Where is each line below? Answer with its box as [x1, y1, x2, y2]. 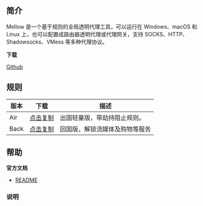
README [15, 176, 38, 184]
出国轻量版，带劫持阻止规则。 [59, 113, 145, 122]
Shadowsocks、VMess [6, 38, 64, 45]
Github [6, 63, 23, 70]
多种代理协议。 [70, 38, 108, 45]
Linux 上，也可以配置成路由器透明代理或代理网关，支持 [6, 30, 144, 38]
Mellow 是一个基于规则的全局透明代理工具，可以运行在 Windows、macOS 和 [6, 23, 198, 30]
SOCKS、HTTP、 [144, 30, 188, 38]
